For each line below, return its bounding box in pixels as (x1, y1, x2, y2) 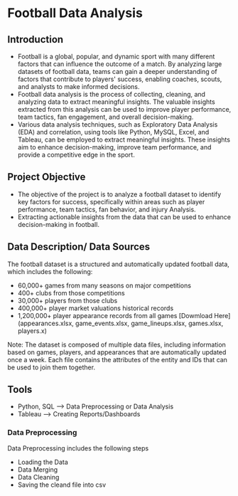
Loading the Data (17, 458, 69, 466)
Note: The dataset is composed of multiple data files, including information (7, 340, 226, 349)
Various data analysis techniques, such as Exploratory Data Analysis (17, 120, 218, 129)
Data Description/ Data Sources (7, 241, 151, 253)
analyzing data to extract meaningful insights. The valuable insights (17, 97, 215, 106)
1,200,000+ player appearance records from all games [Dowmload (17, 311, 213, 320)
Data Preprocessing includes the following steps (7, 443, 149, 453)
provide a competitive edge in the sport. (17, 151, 135, 159)
